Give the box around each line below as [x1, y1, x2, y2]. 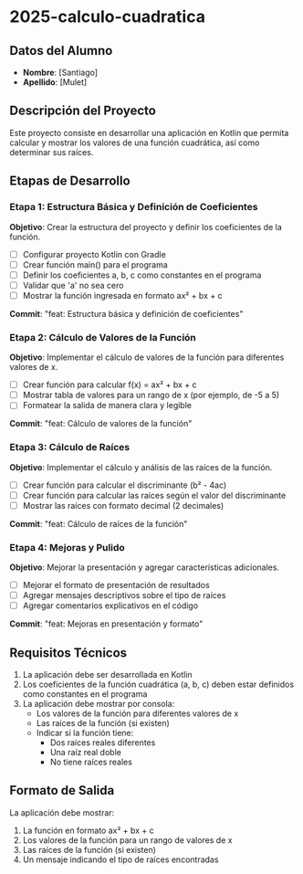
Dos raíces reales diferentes [49, 737, 156, 748]
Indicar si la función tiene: [36, 728, 134, 739]
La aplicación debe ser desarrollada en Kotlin [22, 669, 193, 680]
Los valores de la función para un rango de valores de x [22, 834, 233, 846]
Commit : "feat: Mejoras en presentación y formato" [9, 618, 204, 629]
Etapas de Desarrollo [9, 174, 131, 189]
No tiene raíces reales [49, 756, 132, 768]
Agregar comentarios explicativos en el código [22, 600, 199, 611]
